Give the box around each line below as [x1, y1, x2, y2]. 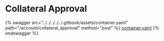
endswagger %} [5, 30, 38, 36]
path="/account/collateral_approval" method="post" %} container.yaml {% [5, 24, 159, 30]
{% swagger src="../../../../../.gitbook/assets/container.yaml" [5, 19, 128, 25]
